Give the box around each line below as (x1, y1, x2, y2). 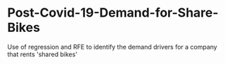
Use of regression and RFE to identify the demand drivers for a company (7, 42, 218, 51)
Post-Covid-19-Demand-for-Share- (7, 5, 219, 21)
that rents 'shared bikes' (7, 50, 77, 58)
